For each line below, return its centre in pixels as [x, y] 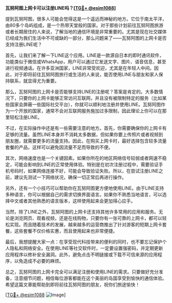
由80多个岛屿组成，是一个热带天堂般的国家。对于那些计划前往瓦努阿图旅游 [84, 25]
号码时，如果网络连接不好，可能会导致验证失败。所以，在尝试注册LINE [84, 171]
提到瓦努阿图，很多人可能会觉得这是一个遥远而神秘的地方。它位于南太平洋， [86, 19]
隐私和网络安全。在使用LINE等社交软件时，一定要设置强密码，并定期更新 [86, 248]
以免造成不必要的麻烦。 [39, 261]
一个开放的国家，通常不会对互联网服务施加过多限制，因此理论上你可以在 [86, 111]
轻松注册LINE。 [26, 117]
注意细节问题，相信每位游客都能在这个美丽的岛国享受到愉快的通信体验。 [90, 278]
